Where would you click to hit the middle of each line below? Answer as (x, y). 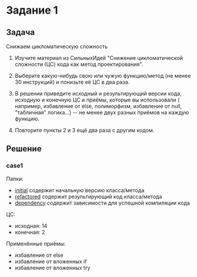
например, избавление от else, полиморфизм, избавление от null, (98, 106)
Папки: (15, 179)
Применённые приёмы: (36, 243)
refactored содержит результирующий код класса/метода (88, 196)
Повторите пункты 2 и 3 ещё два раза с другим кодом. (84, 130)
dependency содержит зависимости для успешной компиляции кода (102, 203)
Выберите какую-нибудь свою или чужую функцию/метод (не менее (103, 76)
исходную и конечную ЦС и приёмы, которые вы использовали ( (97, 100)
